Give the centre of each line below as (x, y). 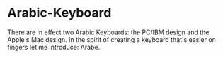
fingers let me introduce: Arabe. (54, 47)
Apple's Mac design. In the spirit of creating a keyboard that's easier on (111, 39)
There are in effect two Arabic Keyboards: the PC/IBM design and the (108, 32)
